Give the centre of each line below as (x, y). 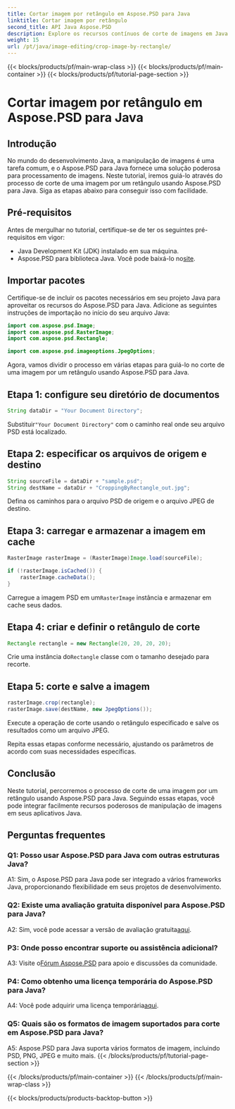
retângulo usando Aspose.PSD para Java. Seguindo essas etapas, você (111, 798)
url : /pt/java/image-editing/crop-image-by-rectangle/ (89, 47)
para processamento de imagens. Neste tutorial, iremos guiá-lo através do (115, 176)
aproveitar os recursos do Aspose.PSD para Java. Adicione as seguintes (112, 305)
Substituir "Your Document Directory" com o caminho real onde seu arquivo (116, 424)
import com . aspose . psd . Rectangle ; (58, 339)
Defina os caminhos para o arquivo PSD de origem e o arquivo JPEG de (111, 501)
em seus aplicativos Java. (45, 813)
